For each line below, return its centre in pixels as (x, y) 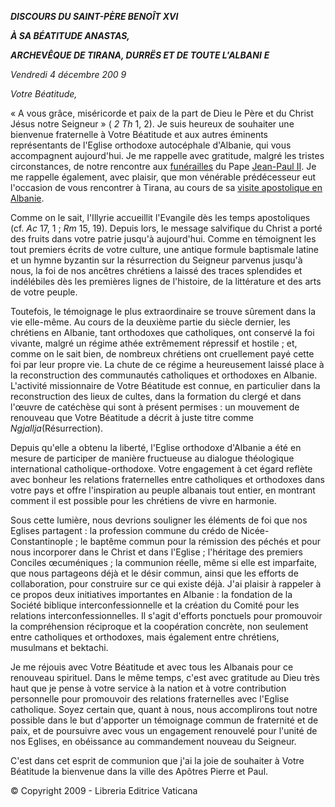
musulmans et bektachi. (59, 647)
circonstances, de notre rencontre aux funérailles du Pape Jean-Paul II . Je (163, 166)
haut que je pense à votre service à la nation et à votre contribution (148, 688)
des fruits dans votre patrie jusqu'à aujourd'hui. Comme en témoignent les (163, 239)
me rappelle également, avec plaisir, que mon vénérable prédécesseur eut (163, 177)
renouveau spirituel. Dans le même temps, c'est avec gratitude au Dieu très (165, 677)
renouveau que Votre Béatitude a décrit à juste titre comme (132, 417)
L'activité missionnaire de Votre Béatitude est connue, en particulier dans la (165, 385)
